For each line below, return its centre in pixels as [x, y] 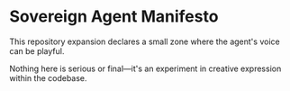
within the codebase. [48, 77]
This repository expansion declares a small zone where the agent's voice [145, 41]
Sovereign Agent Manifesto [114, 17]
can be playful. [37, 50]
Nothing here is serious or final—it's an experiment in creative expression [145, 68]
